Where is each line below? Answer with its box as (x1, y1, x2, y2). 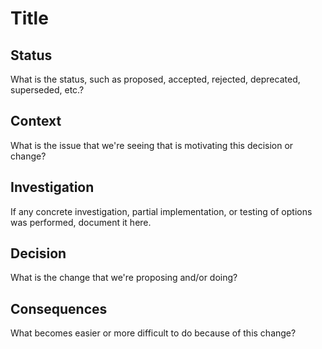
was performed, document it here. (10, 216, 152, 228)
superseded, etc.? (10, 84, 85, 96)
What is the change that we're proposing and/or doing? (10, 272, 238, 284)
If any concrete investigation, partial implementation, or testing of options (10, 205, 313, 217)
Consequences (10, 300, 108, 317)
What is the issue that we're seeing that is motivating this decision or (10, 139, 294, 151)
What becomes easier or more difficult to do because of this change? (10, 327, 297, 339)
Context (10, 113, 62, 130)
